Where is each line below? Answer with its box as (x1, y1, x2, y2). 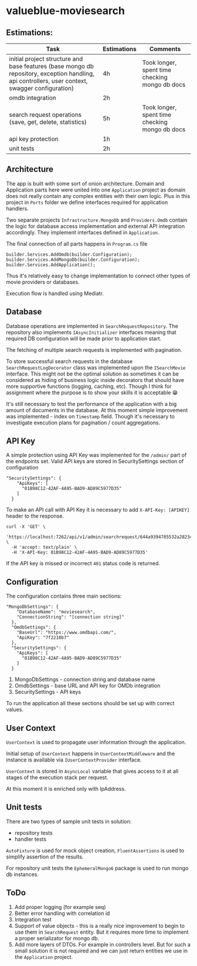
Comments (149, 45, 181, 53)
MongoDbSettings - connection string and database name (14, 676, 155, 683)
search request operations (9, 110, 82, 119)
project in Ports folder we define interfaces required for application (6, 199, 168, 206)
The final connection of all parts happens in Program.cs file (6, 240, 148, 247)
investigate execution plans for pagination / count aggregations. (6, 419, 160, 426)
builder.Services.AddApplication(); (6, 261, 96, 268)
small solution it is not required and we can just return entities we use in (14, 947, 188, 954)
